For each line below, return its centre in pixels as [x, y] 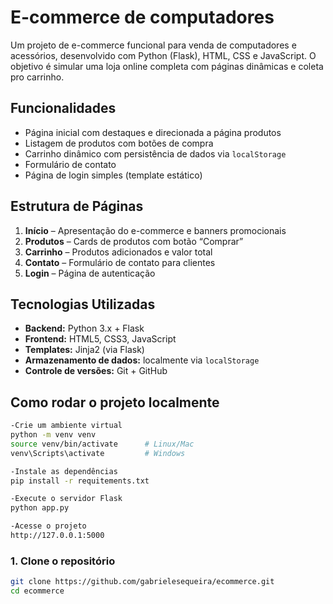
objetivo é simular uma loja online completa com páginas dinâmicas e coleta [167, 66]
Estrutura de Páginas [77, 206]
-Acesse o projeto [48, 526]
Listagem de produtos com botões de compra [119, 143]
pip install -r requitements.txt [80, 481]
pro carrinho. [37, 77]
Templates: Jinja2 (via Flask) [84, 350]
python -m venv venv [53, 435]
